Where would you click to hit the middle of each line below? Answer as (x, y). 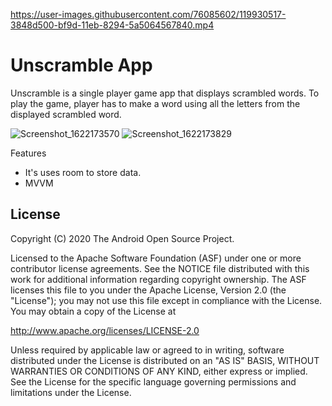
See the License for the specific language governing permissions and (153, 381)
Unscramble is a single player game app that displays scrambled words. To (165, 93)
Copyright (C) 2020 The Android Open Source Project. (122, 238)
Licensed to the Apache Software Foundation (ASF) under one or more (156, 258)
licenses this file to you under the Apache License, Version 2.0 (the (148, 290)
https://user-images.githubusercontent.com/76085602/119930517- (148, 14)
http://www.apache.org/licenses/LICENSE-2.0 (105, 330)
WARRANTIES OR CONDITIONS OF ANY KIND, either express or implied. (159, 371)
